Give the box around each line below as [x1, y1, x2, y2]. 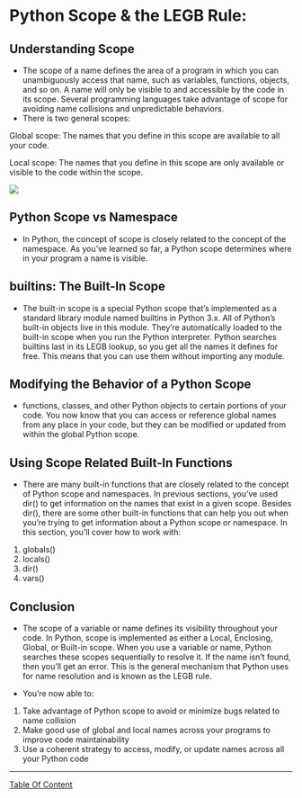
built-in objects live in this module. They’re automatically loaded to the [22, 321, 283, 333]
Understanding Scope [9, 41, 135, 57]
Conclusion [9, 599, 75, 614]
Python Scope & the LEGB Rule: [9, 5, 247, 26]
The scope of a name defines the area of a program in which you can [22, 65, 280, 76]
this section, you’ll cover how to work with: [22, 527, 182, 538]
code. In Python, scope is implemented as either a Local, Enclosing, [22, 632, 273, 643]
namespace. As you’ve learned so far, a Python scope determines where [22, 243, 292, 254]
